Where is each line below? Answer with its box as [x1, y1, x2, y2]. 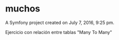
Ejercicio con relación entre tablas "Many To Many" [5, 29, 112, 35]
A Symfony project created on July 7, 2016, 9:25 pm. [5, 19, 115, 25]
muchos [5, 3, 41, 14]
